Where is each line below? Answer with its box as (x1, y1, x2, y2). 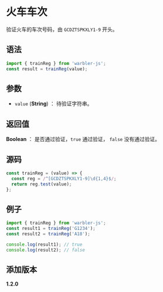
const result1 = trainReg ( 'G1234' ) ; (6, 226, 96, 232)
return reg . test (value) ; (11, 181, 72, 187)
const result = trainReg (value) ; (6, 66, 88, 72)
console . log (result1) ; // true (6, 241, 83, 248)
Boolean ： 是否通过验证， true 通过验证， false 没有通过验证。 (6, 136, 160, 143)
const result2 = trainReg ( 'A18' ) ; (6, 231, 91, 237)
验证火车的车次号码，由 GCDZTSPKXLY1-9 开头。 (6, 26, 118, 33)
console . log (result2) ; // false (6, 247, 85, 253)
